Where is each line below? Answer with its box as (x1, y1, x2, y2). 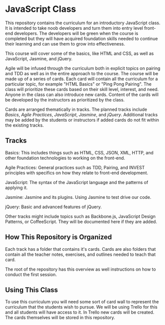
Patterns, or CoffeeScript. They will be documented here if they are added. (5, 219, 157, 225)
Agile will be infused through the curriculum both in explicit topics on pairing (5, 65, 161, 71)
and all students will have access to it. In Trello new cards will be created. (5, 309, 155, 315)
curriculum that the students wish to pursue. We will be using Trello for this (5, 304, 158, 310)
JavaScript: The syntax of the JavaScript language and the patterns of (5, 179, 148, 185)
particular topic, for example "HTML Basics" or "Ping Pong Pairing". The (5, 81, 152, 87)
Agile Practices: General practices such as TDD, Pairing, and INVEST (5, 164, 145, 170)
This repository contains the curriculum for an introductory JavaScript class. (5, 20, 161, 26)
